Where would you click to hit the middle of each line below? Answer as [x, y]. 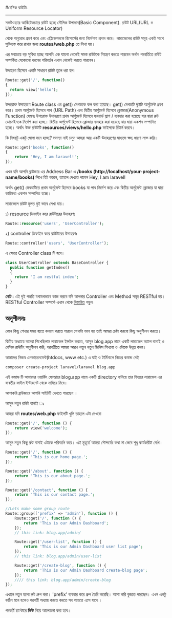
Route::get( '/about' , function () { [44, 471]
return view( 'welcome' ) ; [41, 428]
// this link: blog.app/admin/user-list [58, 556]
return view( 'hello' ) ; [34, 89]
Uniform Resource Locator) [34, 28]
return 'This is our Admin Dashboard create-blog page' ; [85, 570]
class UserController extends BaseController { [57, 263]
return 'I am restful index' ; [47, 277]
